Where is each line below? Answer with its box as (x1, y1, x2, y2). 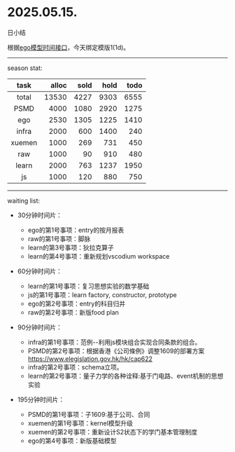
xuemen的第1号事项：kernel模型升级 (27, 418, 133, 427)
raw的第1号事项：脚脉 (27, 234, 91, 242)
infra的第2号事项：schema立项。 (27, 362, 124, 371)
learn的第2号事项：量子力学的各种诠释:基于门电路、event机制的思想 (27, 371, 224, 380)
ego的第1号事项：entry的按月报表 (27, 226, 124, 234)
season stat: (7, 64, 43, 72)
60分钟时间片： (17, 267, 63, 275)
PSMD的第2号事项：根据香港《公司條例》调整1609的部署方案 (27, 346, 205, 355)
